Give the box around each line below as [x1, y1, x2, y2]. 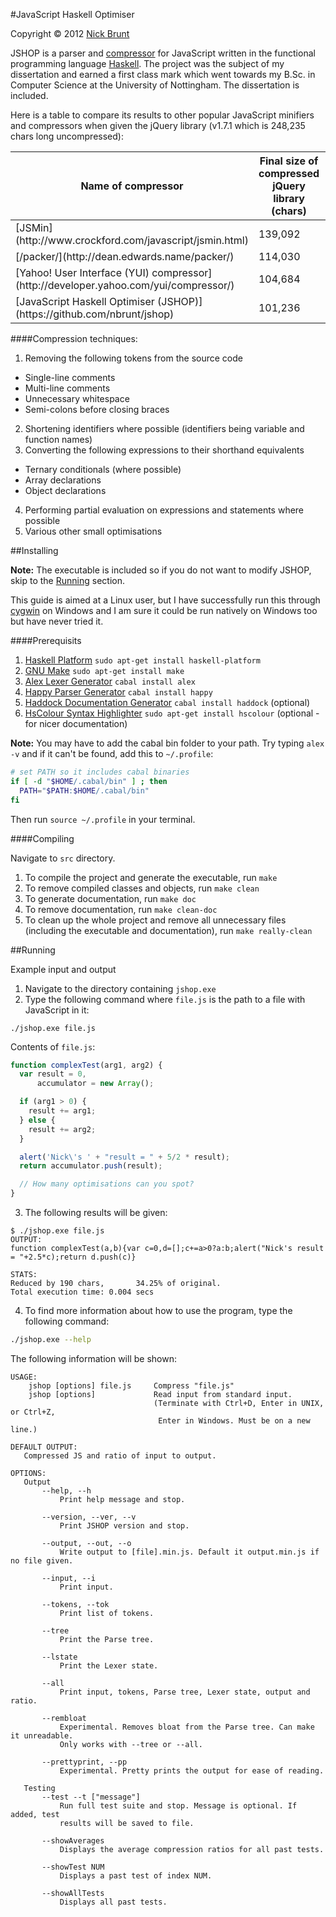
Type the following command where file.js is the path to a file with [24, 993, 306, 1005]
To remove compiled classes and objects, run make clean [24, 882, 260, 894]
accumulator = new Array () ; [36, 1079, 155, 1089]
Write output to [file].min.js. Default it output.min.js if [59, 1547, 320, 1557]
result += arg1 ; [28, 1106, 97, 1116]
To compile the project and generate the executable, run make [24, 871, 278, 883]
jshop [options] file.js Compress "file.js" [28, 1380, 235, 1391]
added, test [10, 1809, 60, 1819]
